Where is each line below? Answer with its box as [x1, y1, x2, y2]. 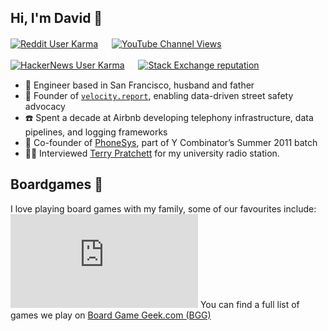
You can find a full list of [199, 298, 300, 310]
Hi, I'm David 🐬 [10, 10, 103, 27]
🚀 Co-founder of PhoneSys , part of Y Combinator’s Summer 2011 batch [24, 136, 318, 148]
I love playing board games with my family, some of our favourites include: [10, 202, 317, 215]
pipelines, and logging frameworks [24, 126, 168, 138]
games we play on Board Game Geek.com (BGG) [10, 309, 212, 321]
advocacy [24, 100, 66, 112]
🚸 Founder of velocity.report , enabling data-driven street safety [24, 89, 294, 101]
